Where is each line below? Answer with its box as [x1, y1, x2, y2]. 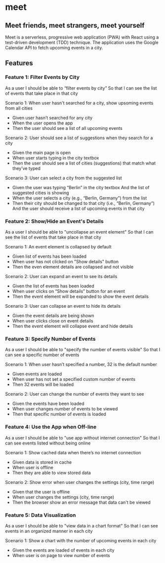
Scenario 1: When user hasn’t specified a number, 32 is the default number [5, 362, 157, 367]
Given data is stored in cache [12, 459, 72, 465]
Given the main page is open [12, 150, 71, 156]
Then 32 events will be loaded [12, 382, 74, 388]
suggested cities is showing [12, 190, 69, 196]
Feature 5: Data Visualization [5, 512, 76, 519]
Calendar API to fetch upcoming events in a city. [5, 45, 103, 50]
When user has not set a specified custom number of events [12, 376, 136, 382]
